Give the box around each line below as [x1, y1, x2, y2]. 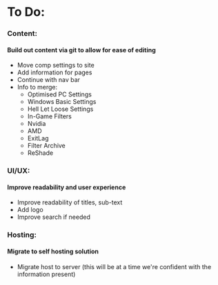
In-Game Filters [27, 112, 72, 120]
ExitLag [27, 134, 49, 142]
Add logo [17, 206, 43, 214]
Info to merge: [17, 83, 57, 92]
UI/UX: [7, 166, 30, 176]
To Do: [7, 4, 46, 20]
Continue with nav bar [17, 76, 81, 84]
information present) [17, 270, 76, 278]
